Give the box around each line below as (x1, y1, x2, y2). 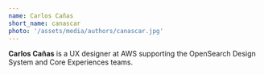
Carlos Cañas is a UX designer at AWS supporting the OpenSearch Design (8, 49, 256, 59)
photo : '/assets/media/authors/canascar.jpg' (8, 27, 163, 35)
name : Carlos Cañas (8, 11, 74, 20)
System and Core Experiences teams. (8, 57, 134, 67)
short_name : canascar (8, 19, 81, 27)
